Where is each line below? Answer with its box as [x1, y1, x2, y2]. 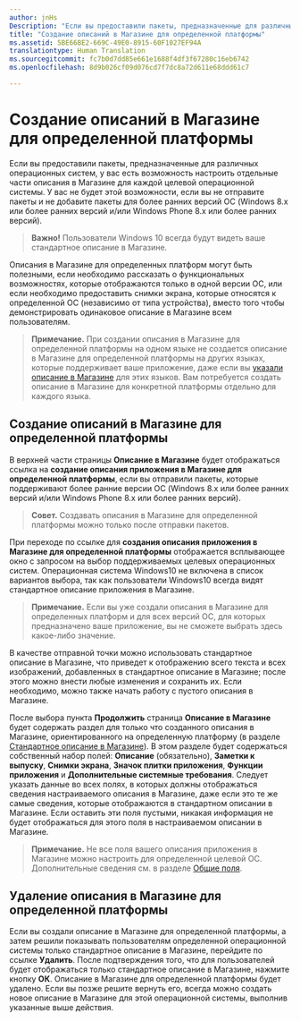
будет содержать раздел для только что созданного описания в [9, 721, 254, 732]
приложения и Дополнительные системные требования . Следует [9, 769, 269, 779]
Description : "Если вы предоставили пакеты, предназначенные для [9, 21, 257, 30]
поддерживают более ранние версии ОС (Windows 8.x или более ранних [9, 482, 289, 493]
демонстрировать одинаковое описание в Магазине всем [9, 306, 232, 318]
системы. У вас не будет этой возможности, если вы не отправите [9, 186, 265, 197]
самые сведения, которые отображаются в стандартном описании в [9, 797, 273, 808]
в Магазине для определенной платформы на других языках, [30, 353, 266, 363]
